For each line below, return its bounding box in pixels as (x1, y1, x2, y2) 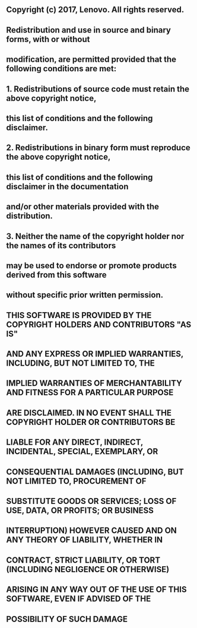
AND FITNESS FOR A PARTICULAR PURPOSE (6, 388, 174, 398)
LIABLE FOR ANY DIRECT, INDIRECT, (6, 437, 144, 448)
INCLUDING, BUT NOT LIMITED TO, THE (6, 359, 155, 369)
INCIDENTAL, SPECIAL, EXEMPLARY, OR (6, 446, 158, 456)
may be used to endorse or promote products (6, 261, 177, 271)
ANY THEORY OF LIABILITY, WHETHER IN (6, 535, 163, 545)
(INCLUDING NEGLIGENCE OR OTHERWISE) (6, 564, 170, 575)
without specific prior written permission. (6, 290, 164, 300)
